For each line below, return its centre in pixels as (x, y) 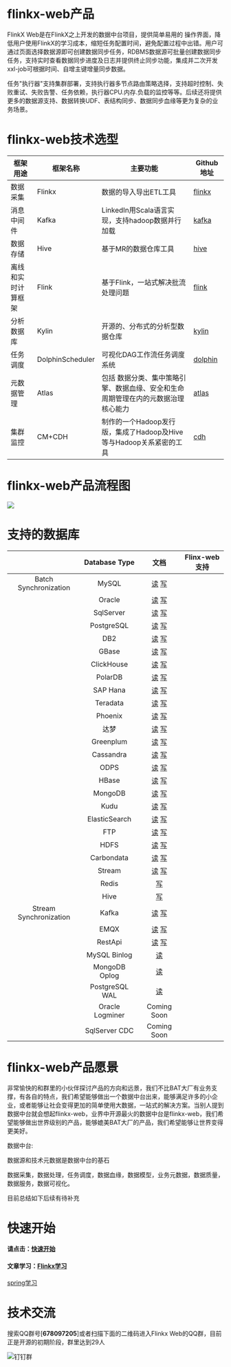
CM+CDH (53, 436)
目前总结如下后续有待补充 (43, 1198)
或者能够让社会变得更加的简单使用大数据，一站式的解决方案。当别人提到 (121, 1105)
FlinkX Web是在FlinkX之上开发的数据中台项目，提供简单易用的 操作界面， (111, 34)
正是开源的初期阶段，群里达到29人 (56, 1342)
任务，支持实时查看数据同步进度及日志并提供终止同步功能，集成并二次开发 (112, 60)
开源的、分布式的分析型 (139, 326)
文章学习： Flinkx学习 (37, 1266)
